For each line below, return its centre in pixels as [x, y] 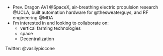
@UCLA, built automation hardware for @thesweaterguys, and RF [80, 12]
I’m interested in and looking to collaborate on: [61, 23]
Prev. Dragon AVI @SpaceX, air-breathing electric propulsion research [85, 7]
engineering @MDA [33, 18]
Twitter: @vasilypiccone [30, 48]
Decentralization [37, 39]
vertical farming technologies [50, 28]
